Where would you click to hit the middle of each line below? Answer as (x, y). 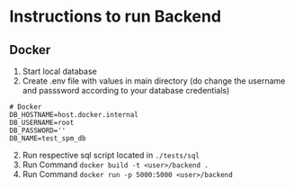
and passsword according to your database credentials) (126, 90)
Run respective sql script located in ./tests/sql (111, 155)
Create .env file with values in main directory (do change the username (154, 81)
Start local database (59, 71)
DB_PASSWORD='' (38, 130)
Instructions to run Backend (116, 17)
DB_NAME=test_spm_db (48, 139)
